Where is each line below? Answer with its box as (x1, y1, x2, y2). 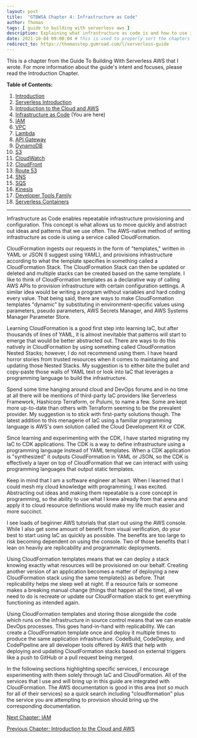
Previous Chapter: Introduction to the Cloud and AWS (6, 725, 135, 732)
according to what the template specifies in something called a (6, 257, 158, 264)
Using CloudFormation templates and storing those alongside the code (6, 610, 177, 617)
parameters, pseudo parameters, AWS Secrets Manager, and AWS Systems (6, 307, 189, 314)
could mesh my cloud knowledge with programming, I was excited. (6, 483, 168, 490)
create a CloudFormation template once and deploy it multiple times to (6, 629, 176, 636)
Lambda (15, 129, 35, 136)
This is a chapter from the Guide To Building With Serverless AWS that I (6, 57, 179, 64)
